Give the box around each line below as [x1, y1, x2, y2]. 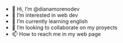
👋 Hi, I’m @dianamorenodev [11, 6, 80, 12]
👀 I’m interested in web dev [11, 12, 79, 19]
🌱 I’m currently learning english [11, 18, 88, 24]
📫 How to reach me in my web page [11, 31, 101, 37]
